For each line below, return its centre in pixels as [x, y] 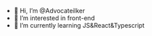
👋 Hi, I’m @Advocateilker [49, 11]
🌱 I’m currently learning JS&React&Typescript [79, 25]
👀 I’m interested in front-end [54, 18]
